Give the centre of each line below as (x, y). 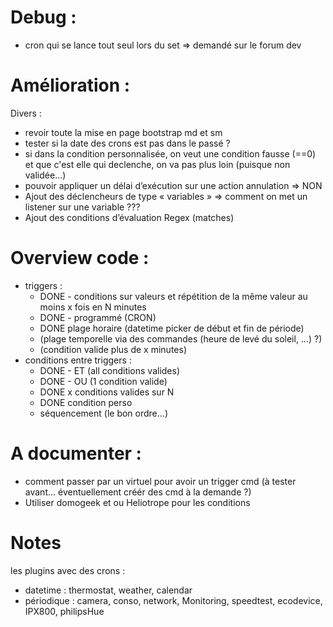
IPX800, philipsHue (64, 611)
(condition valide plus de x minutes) (113, 349)
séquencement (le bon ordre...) (103, 413)
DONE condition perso (86, 402)
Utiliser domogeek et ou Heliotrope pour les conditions (137, 502)
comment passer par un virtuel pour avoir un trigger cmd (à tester (160, 481)
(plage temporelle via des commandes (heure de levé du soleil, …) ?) (181, 338)
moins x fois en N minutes (93, 307)
